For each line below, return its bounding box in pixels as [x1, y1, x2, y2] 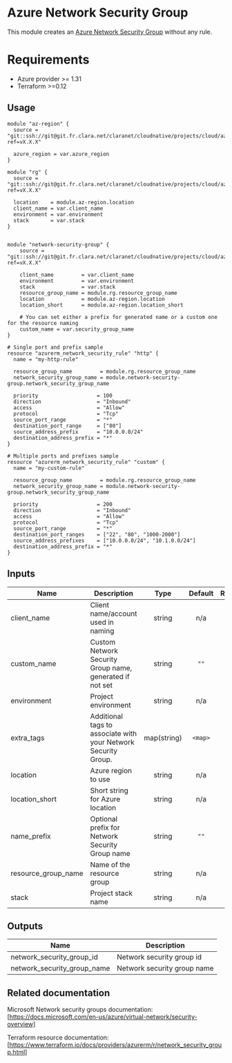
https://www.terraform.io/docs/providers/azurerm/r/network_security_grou [9, 1041, 222, 1049]
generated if [90, 672, 130, 681]
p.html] [7, 1048, 28, 1057]
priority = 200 [13, 500, 113, 508]
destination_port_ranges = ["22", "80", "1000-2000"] [13, 531, 181, 538]
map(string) [144, 733, 183, 743]
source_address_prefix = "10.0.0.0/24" [13, 428, 144, 436]
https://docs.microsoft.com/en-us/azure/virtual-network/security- [9, 1013, 198, 1021]
